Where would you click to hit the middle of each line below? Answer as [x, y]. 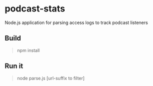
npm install [28, 50]
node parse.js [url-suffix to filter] [51, 78]
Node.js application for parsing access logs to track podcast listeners [76, 22]
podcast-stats [35, 9]
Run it [14, 66]
